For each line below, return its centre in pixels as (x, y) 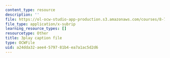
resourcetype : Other (27, 33)
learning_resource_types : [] (36, 29)
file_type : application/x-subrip (40, 24)
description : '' (22, 15)
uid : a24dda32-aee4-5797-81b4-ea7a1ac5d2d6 (52, 47)
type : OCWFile (20, 43)
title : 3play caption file (34, 38)
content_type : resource (30, 10)
